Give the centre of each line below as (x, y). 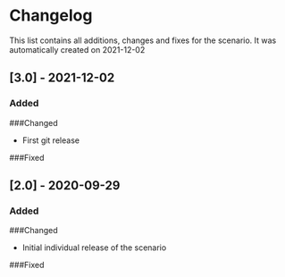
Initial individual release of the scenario (94, 248)
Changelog (51, 16)
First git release (51, 140)
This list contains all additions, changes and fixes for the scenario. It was (143, 40)
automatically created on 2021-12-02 (77, 49)
